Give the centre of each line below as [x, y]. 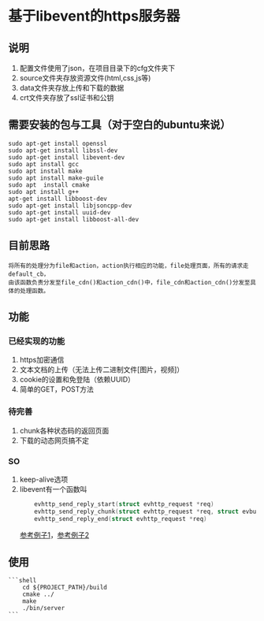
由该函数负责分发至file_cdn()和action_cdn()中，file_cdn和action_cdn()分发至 [129, 282]
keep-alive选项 [44, 479]
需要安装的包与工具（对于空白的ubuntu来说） [119, 125]
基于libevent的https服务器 [94, 16]
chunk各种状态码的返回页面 [64, 430]
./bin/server [44, 608]
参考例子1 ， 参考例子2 [54, 535]
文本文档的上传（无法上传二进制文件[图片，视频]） [102, 370]
